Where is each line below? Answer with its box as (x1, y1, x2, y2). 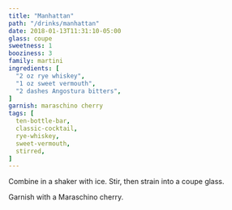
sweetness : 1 (8, 42, 53, 50)
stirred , (15, 147, 45, 155)
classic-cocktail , (15, 124, 79, 132)
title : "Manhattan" (8, 11, 75, 20)
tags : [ (8, 110, 35, 118)
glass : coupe (8, 34, 53, 43)
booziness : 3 (8, 49, 53, 57)
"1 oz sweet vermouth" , (15, 79, 96, 87)
